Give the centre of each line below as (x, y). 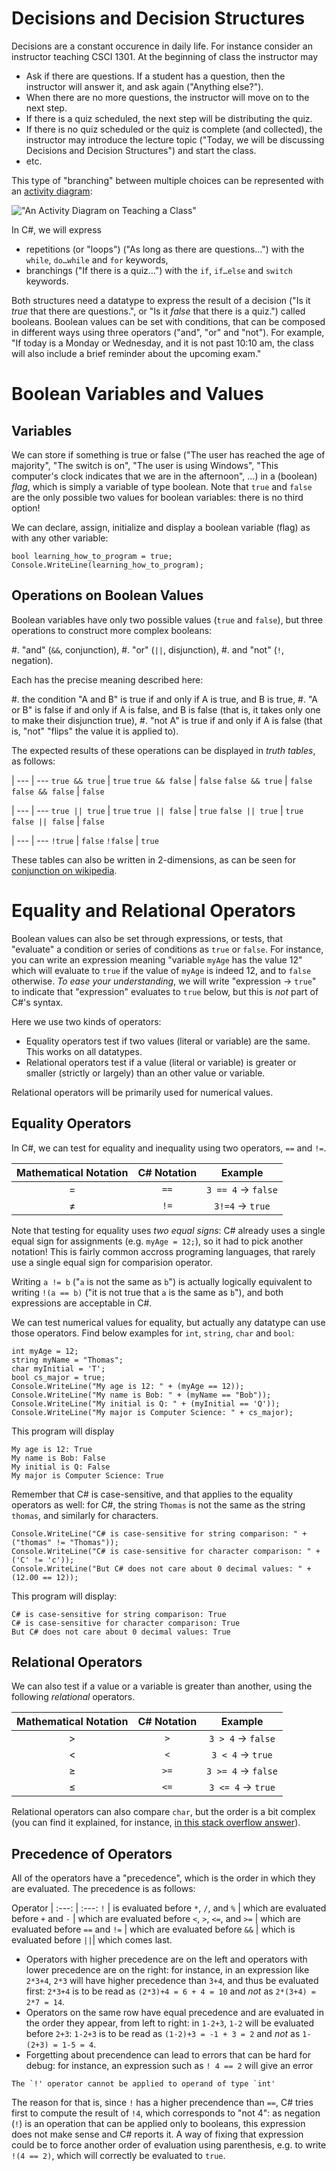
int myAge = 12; (45, 1351)
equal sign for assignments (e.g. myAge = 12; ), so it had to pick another (157, 1241)
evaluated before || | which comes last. (92, 1940)
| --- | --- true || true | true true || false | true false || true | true (157, 810)
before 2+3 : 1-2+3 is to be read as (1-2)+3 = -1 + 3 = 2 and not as (163, 2034)
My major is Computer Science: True (87, 1475)
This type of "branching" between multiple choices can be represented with (167, 180)
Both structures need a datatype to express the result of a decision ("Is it (161, 300)
